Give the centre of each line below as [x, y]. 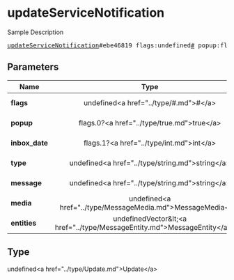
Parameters [33, 67]
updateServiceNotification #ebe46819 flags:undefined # [101, 45]
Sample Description [36, 32]
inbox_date [30, 143]
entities [24, 223]
